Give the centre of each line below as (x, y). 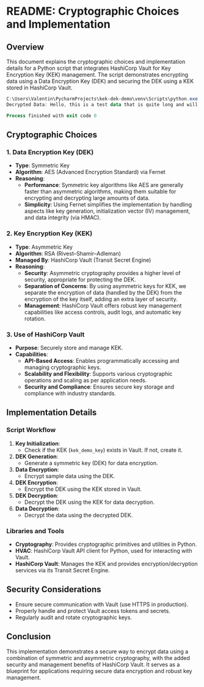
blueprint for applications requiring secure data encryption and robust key (99, 671)
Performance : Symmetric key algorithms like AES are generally (104, 185)
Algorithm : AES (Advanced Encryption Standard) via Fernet (90, 172)
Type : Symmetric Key (42, 165)
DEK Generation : (37, 456)
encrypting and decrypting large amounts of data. (87, 198)
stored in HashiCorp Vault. (39, 88)
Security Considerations (54, 590)
